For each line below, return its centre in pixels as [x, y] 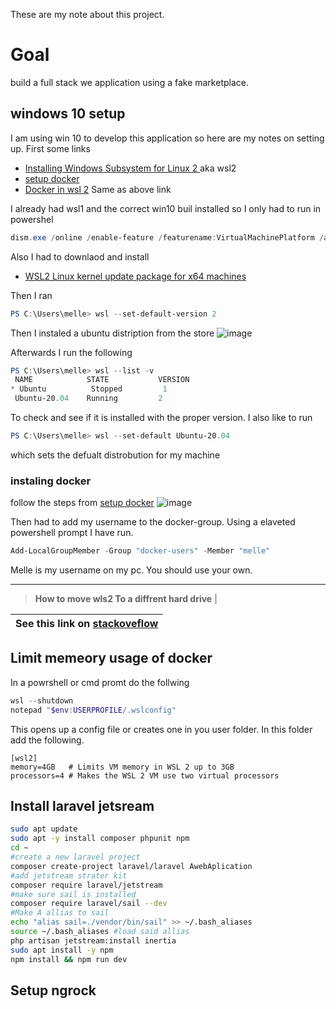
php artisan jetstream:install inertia [93, 940]
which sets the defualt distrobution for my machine [115, 455]
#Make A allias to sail [60, 913]
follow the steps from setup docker [82, 503]
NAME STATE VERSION [102, 380]
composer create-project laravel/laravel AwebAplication [131, 866]
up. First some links [50, 148]
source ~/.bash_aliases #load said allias [100, 932]
